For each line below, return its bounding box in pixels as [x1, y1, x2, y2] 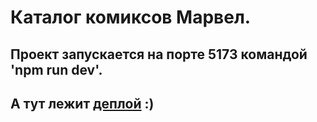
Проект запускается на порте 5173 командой [10, 46, 308, 63]
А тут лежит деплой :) [10, 95, 155, 112]
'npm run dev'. [10, 61, 103, 78]
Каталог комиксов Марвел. [10, 6, 252, 29]
